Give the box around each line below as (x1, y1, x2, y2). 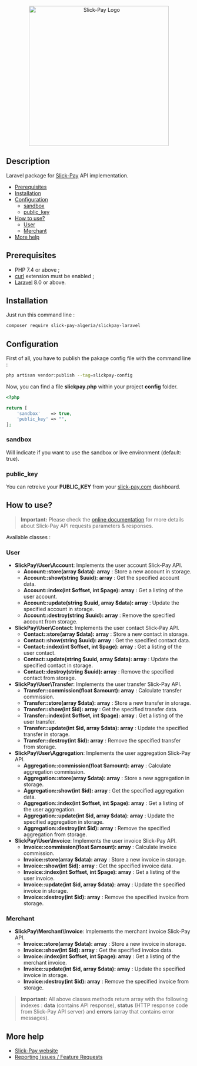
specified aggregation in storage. (23, 819, 104, 826)
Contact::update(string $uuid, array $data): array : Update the (23, 656, 178, 663)
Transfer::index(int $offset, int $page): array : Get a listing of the (23, 712, 183, 719)
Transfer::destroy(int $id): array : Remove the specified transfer (23, 737, 181, 744)
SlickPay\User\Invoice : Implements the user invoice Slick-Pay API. (14, 837, 177, 844)
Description (6, 156, 50, 166)
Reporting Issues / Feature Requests (14, 1054, 103, 1061)
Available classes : (6, 533, 51, 540)
